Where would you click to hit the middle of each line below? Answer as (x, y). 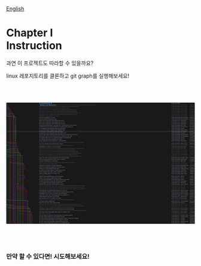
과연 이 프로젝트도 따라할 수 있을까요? (50, 63)
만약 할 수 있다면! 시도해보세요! (48, 256)
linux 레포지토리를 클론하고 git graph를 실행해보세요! (68, 76)
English (15, 9)
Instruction (34, 46)
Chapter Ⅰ (30, 33)
